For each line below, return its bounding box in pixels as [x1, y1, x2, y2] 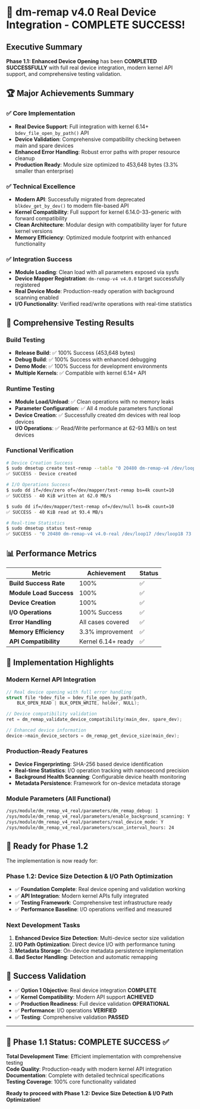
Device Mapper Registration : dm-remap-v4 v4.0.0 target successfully [14, 275, 185, 282]
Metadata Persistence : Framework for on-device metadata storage [14, 779, 181, 787]
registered [14, 281, 40, 288]
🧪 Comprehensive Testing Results [6, 318, 135, 328]
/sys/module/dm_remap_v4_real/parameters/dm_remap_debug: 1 [6, 808, 159, 814]
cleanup [14, 155, 35, 162]
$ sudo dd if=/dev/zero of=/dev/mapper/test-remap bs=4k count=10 [6, 487, 174, 493]
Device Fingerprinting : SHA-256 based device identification [14, 761, 164, 768]
